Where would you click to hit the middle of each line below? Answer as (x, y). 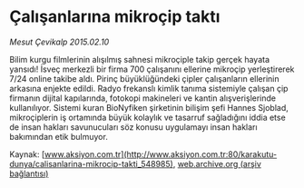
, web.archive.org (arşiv (217, 163)
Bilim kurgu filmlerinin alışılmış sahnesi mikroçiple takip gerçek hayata (140, 59)
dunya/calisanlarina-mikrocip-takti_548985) (92, 163)
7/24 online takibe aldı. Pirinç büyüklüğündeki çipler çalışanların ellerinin (144, 78)
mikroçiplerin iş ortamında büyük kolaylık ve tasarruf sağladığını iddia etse (147, 117)
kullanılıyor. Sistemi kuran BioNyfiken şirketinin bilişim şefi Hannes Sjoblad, (149, 107)
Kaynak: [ (27, 154)
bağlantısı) (29, 173)
